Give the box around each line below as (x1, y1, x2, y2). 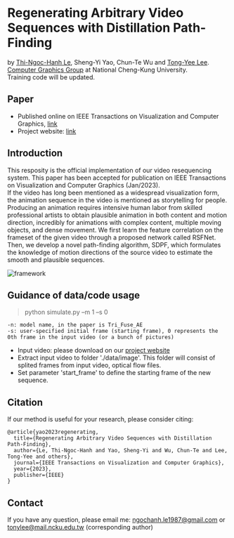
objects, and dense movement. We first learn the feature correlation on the (7, 225, 223, 234)
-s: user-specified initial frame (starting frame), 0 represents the (7, 328, 219, 335)
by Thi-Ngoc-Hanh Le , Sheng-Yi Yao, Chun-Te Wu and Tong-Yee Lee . (7, 58, 209, 66)
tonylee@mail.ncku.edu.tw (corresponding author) (7, 523, 153, 531)
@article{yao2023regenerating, (7, 428, 99, 436)
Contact (7, 497, 44, 509)
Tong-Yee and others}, (7, 453, 74, 461)
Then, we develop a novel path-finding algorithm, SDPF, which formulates (7, 240, 221, 249)
